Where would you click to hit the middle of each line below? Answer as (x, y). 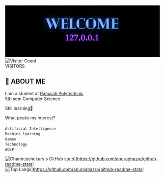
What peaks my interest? (30, 118)
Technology (16, 144)
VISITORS (15, 66)
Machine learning (23, 134)
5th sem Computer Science (33, 99)
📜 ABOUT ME (25, 82)
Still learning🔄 (19, 108)
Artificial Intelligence (30, 129)
